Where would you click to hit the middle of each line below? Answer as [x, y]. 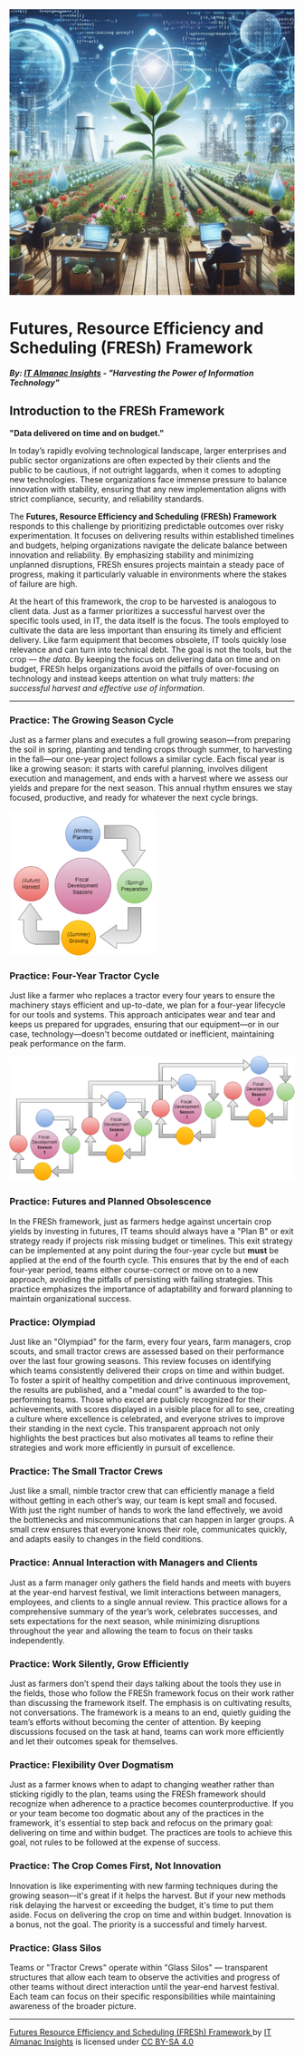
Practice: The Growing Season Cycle [92, 720]
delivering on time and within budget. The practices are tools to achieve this [151, 1833]
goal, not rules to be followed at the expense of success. [115, 1842]
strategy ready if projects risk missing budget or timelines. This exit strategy [151, 1241]
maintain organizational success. [71, 1298]
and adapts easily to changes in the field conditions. [106, 1539]
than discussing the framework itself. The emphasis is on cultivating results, [151, 1703]
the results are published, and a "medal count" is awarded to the [129, 1390]
